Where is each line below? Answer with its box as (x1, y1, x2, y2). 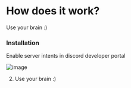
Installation (6, 39, 40, 47)
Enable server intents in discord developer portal (6, 52, 126, 59)
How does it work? (6, 4, 100, 18)
